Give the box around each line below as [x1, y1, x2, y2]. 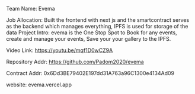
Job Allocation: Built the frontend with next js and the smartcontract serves [6, 17, 190, 23]
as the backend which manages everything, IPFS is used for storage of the [6, 23, 188, 30]
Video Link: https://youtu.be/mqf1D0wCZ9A [6, 47, 113, 54]
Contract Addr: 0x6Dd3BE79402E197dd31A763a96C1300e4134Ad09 [6, 70, 175, 76]
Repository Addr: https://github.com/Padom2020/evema [6, 59, 144, 65]
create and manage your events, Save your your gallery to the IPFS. [6, 35, 171, 42]
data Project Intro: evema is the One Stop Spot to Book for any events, [6, 29, 177, 36]
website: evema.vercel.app [6, 81, 72, 88]
